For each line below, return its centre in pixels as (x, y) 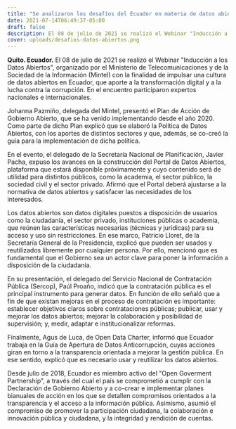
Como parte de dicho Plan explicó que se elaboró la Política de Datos (107, 126)
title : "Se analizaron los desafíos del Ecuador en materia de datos (111, 14)
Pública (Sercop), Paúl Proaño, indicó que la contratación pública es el (109, 286)
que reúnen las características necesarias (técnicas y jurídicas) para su (111, 228)
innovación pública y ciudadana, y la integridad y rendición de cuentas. (110, 418)
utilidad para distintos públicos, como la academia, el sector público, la (110, 177)
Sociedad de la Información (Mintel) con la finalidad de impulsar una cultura (117, 75)
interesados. (25, 199)
